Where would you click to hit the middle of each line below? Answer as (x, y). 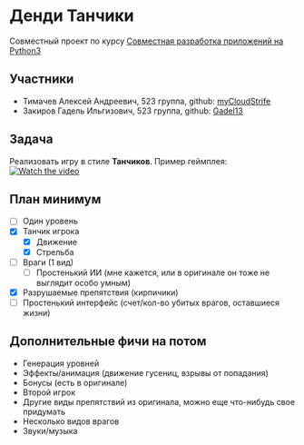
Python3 (25, 50)
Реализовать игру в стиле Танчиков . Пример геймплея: (118, 161)
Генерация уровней (61, 363)
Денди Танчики (72, 16)
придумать (44, 411)
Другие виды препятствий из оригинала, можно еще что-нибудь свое (159, 401)
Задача (31, 139)
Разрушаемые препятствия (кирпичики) (100, 292)
